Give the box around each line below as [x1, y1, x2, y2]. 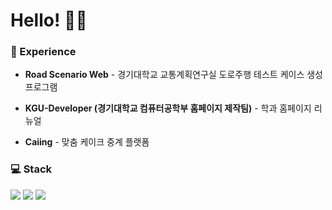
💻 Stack [10, 162, 53, 176]
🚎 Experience [10, 45, 77, 59]
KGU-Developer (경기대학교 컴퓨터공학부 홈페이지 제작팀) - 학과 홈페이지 [24, 102, 312, 114]
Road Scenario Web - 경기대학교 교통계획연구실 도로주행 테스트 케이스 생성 [24, 69, 323, 81]
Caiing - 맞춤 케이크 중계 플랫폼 [24, 136, 150, 148]
